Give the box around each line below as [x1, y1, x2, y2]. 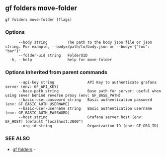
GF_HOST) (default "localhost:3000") [5, 119, 83, 124]
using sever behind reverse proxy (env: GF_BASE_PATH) [5, 93, 121, 98]
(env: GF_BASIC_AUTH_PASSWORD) [5, 110, 70, 116]
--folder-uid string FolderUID [18, 53, 88, 58]
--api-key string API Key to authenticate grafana [18, 80, 157, 85]
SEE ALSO [5, 135, 30, 142]
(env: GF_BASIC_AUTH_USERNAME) [5, 102, 70, 107]
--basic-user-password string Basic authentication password [18, 97, 153, 102]
